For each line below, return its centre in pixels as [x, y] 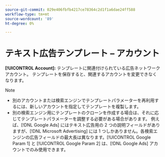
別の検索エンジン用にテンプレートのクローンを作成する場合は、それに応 [85, 113]
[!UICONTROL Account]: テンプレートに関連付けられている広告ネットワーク [83, 68]
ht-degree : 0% [20, 23]
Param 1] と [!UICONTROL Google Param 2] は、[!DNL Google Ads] [80, 144]
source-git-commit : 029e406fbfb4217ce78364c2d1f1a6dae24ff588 [70, 10]
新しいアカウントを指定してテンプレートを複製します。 [85, 107]
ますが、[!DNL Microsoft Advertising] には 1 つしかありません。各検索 [83, 131]
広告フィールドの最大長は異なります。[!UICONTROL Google [90, 137]
